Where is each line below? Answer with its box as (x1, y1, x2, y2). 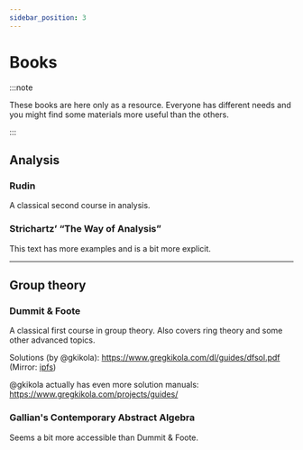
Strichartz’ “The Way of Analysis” (9, 223, 162, 235)
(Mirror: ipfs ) (9, 362, 57, 372)
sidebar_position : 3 (9, 13, 87, 23)
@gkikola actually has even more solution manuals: (9, 380, 199, 390)
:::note (9, 82, 33, 93)
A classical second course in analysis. (9, 200, 151, 211)
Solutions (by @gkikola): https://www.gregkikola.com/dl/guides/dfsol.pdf (9, 353, 280, 363)
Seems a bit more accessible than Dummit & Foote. (9, 432, 199, 443)
